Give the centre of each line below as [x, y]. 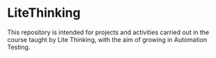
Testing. [19, 47]
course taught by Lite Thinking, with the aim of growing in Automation [107, 39]
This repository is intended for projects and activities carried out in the [108, 32]
